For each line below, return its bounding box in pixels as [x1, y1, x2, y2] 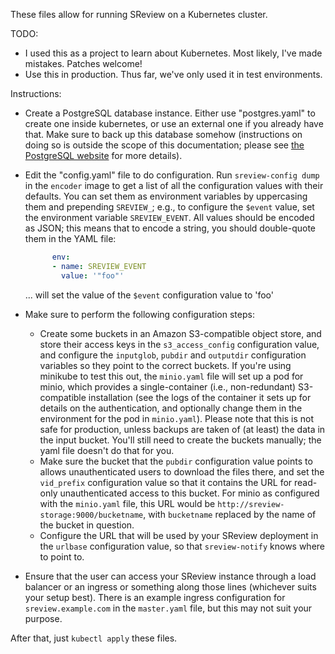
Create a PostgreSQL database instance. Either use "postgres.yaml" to [24, 107, 316, 119]
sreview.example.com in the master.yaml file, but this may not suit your [24, 602, 313, 614]
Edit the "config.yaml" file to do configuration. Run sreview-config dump [24, 169, 320, 181]
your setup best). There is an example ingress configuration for [24, 591, 286, 603]
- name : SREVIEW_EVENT [51, 261, 147, 271]
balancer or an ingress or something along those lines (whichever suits [24, 580, 317, 593]
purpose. [24, 612, 63, 624]
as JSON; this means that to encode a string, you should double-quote [24, 222, 316, 234]
